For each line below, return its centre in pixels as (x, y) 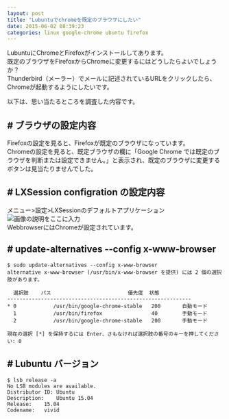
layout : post (26, 13)
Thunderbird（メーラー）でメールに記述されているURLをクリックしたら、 (111, 79)
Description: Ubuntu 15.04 (50, 398)
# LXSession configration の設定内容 (86, 192)
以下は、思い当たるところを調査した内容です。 (73, 102)
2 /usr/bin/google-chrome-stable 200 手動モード (110, 320)
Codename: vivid (33, 410)
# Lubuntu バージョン (53, 364)
